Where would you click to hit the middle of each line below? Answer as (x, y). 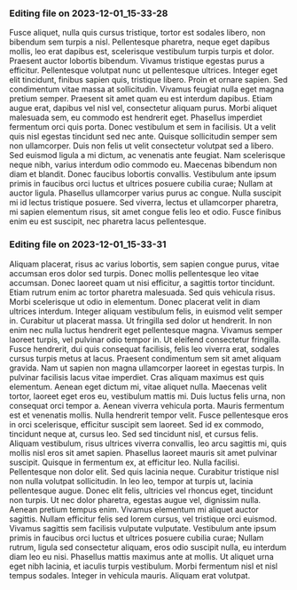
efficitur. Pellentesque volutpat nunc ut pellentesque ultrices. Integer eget (143, 70)
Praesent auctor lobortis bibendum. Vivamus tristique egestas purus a (137, 61)
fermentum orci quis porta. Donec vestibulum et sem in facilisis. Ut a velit (143, 127)
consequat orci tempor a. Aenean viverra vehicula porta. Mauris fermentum (147, 405)
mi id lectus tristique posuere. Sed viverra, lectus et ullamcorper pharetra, (144, 203)
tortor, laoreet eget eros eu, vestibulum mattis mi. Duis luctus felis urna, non (148, 396)
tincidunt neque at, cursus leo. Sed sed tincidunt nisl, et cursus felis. (134, 434)
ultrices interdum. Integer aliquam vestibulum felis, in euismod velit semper (146, 311)
